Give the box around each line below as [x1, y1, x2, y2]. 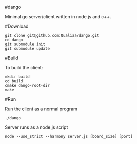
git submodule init [5, 42, 46, 47]
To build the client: [5, 65, 43, 70]
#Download [5, 23, 29, 29]
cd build [5, 79, 23, 84]
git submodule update [5, 46, 50, 51]
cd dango [5, 37, 23, 42]
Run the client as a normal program [5, 106, 77, 112]
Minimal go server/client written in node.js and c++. [5, 14, 111, 19]
